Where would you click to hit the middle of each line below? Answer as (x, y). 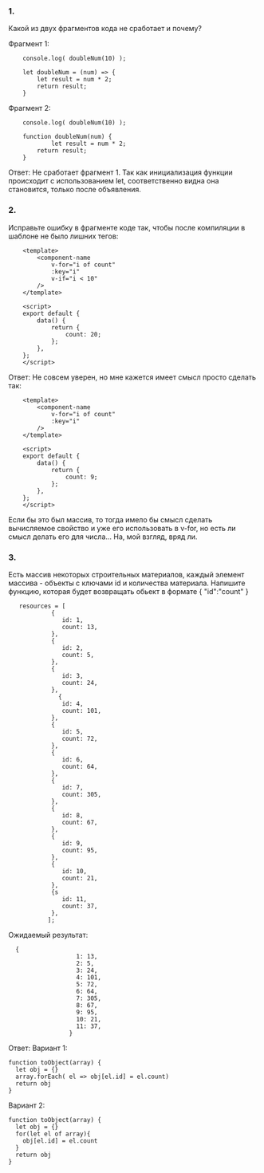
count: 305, (82, 794)
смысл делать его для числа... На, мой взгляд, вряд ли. (103, 537)
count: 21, (80, 878)
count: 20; (83, 334)
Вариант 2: (27, 1105)
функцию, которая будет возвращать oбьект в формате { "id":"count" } (128, 591)
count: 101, (82, 710)
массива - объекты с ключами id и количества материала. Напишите (127, 583)
